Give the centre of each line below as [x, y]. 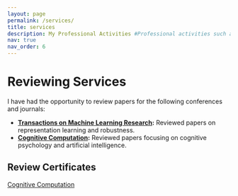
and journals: [27, 109]
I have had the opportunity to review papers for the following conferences [115, 101]
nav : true [22, 40]
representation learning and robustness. [76, 130]
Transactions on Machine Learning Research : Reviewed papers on [117, 122]
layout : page [27, 14]
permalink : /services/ [41, 21]
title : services [31, 27]
